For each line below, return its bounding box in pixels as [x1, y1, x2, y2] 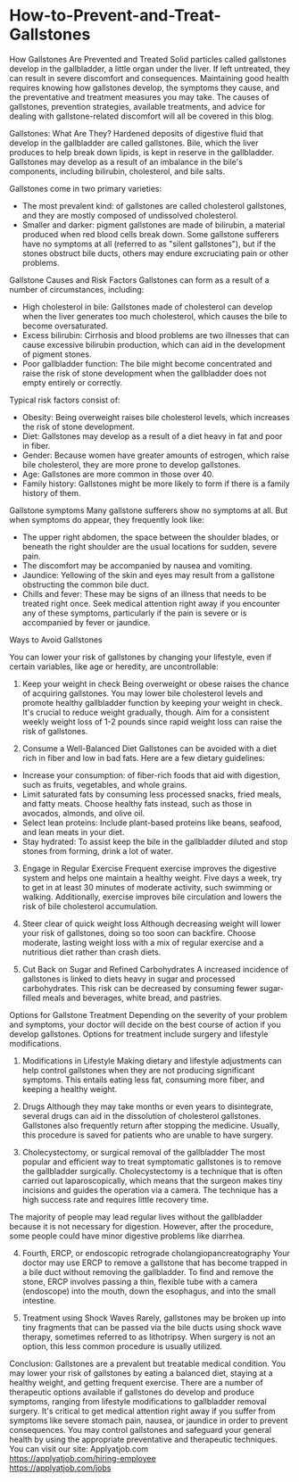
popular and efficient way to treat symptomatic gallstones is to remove [21, 1156, 282, 1167]
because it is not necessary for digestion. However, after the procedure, [9, 1221, 274, 1231]
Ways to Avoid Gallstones [9, 634, 103, 645]
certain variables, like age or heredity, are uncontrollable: [9, 661, 219, 672]
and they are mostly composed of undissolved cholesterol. [21, 210, 238, 220]
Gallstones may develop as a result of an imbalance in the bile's [9, 156, 244, 167]
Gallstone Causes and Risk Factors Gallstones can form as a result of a [9, 274, 270, 286]
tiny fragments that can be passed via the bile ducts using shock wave [21, 1321, 282, 1332]
